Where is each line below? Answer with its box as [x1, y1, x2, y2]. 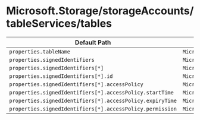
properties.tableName [9, 48, 70, 55]
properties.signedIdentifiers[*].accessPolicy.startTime [9, 89, 174, 96]
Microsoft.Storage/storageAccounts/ [6, 4, 194, 18]
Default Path [74, 38, 111, 46]
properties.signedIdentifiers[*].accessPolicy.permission [9, 105, 177, 112]
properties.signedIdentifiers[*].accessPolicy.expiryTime [9, 97, 177, 104]
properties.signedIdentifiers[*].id [9, 72, 113, 80]
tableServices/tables [6, 17, 112, 30]
